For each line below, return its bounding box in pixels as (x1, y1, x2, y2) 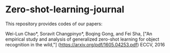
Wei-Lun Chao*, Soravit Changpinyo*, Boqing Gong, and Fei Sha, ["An (5, 30, 153, 37)
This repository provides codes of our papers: (5, 21, 103, 27)
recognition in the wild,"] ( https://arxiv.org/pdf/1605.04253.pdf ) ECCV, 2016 (5, 41, 165, 47)
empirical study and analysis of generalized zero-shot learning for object (5, 36, 160, 42)
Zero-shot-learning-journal (5, 4, 125, 15)
